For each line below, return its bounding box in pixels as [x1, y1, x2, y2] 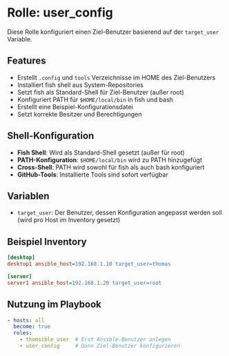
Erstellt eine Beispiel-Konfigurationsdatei [17, 102, 133, 111]
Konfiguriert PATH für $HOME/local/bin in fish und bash [17, 95, 174, 103]
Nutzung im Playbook [7, 299, 102, 310]
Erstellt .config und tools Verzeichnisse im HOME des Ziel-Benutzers [17, 73, 216, 81]
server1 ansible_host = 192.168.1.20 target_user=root [7, 279, 162, 286]
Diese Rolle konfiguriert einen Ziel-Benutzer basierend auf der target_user [7, 28, 219, 36]
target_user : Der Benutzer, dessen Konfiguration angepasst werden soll [17, 208, 222, 217]
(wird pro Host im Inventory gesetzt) [17, 216, 121, 224]
